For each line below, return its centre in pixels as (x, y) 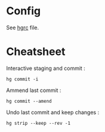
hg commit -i (22, 79)
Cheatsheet (36, 52)
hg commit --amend (29, 101)
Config (23, 11)
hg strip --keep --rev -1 (38, 123)
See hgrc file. (23, 27)
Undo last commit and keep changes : (53, 112)
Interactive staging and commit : (46, 68)
